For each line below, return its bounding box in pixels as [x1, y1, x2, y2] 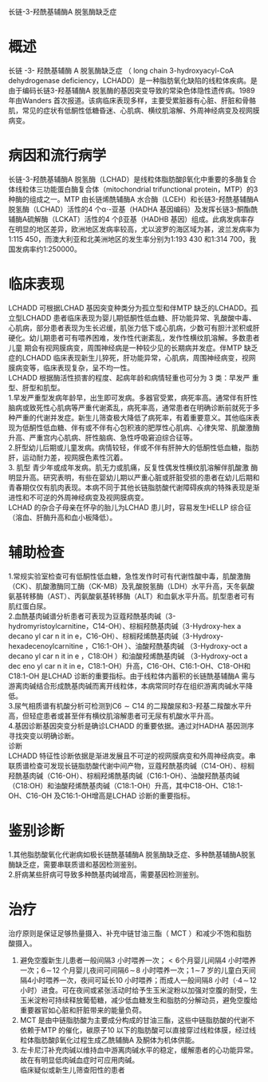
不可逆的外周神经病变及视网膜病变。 [29, 492, 148, 502]
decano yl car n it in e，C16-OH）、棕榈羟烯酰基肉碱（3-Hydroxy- [8, 631, 224, 641]
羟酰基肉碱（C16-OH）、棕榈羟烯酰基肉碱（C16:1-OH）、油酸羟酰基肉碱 [8, 771, 241, 780]
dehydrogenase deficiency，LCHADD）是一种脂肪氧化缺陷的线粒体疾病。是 [8, 75, 258, 85]
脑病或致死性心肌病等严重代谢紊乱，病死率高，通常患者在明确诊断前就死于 [8, 402, 253, 413]
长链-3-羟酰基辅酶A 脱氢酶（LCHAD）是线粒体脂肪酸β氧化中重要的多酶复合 [8, 174, 257, 184]
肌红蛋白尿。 [8, 601, 50, 610]
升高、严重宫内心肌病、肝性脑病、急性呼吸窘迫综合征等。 [8, 432, 197, 442]
